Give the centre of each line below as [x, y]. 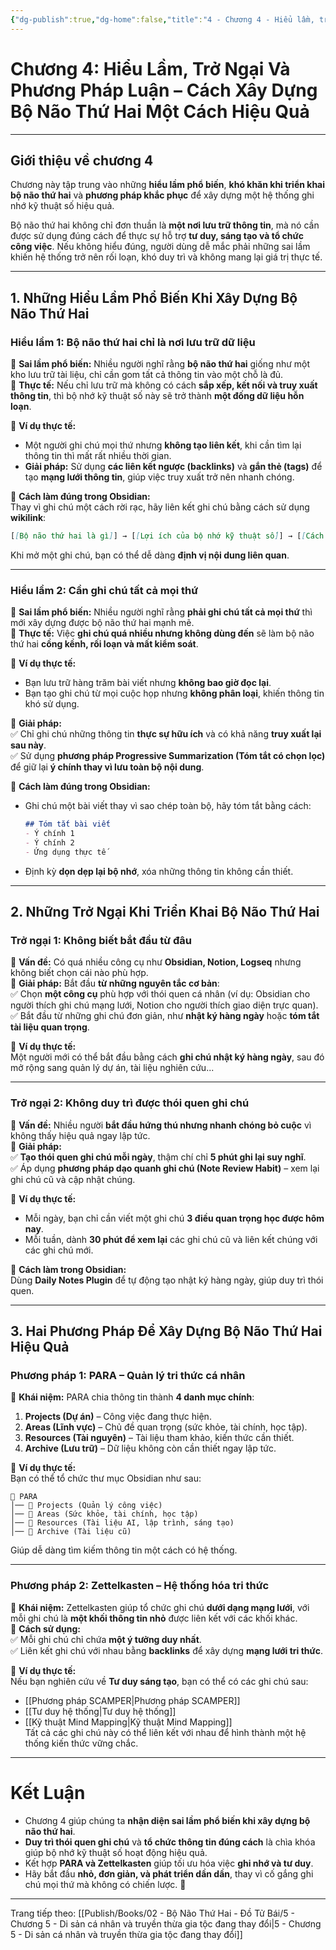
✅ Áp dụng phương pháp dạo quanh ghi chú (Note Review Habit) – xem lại [165, 1168]
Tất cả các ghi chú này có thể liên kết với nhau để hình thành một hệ [165, 1732]
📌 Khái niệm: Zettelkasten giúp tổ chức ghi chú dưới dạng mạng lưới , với [160, 1607]
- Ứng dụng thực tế [65, 852]
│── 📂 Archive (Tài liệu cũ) [71, 1532]
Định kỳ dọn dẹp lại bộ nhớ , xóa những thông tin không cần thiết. [159, 871]
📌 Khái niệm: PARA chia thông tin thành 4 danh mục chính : [132, 1397]
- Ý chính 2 [49, 842]
